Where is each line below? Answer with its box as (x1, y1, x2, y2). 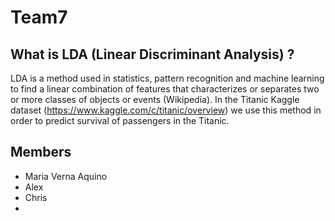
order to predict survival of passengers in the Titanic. (10, 115, 230, 126)
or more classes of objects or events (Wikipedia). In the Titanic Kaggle (10, 94, 300, 105)
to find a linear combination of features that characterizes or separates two (10, 83, 320, 95)
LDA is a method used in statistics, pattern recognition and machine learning (10, 72, 325, 84)
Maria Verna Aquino (24, 170, 108, 182)
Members (10, 144, 72, 161)
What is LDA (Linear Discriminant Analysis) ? (10, 46, 295, 63)
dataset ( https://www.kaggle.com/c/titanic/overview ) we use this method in (10, 104, 322, 116)
